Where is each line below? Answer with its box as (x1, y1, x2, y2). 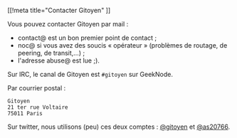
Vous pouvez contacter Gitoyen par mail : (7, 20, 129, 28)
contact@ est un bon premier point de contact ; (17, 33, 157, 42)
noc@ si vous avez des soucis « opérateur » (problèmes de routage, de (17, 41, 228, 49)
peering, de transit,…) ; (17, 49, 85, 57)
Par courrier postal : (7, 84, 66, 92)
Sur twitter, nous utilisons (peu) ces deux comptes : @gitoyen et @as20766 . (7, 122, 230, 131)
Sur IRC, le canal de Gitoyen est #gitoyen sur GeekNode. (7, 70, 173, 78)
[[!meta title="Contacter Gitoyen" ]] (7, 6, 111, 14)
